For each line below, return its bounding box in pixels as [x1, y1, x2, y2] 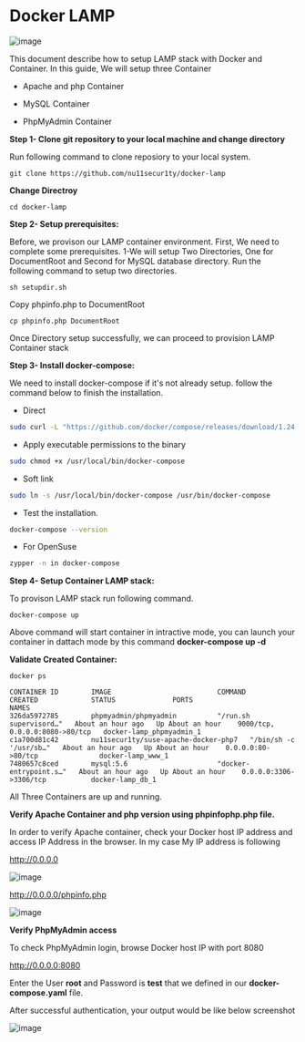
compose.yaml [9, 987, 67, 998]
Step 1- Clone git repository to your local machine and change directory [9, 133, 285, 144]
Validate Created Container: [9, 654, 117, 665]
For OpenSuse [22, 542, 77, 552]
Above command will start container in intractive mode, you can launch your [9, 626, 296, 638]
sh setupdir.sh [9, 283, 67, 292]
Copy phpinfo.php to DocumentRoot [9, 298, 146, 310]
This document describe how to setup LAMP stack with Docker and [9, 53, 262, 64]
